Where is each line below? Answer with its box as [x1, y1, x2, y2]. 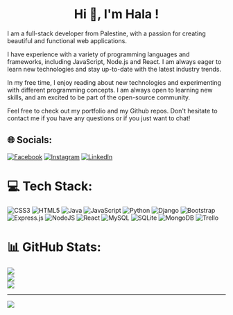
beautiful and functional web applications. [7, 36, 127, 45]
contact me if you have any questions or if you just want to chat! [7, 114, 191, 122]
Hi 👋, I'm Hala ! [74, 6, 159, 22]
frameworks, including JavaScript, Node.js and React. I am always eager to [7, 57, 222, 65]
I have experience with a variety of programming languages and [7, 50, 190, 58]
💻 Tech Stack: [7, 178, 93, 194]
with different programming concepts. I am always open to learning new [7, 86, 213, 94]
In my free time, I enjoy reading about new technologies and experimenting [7, 78, 222, 86]
